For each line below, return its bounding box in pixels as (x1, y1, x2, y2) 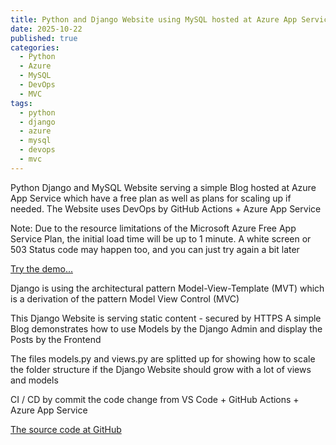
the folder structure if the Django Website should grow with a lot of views (10, 363, 312, 375)
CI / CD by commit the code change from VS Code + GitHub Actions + (10, 393, 300, 405)
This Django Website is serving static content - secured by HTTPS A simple (10, 312, 322, 324)
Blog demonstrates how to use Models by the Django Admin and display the (10, 322, 323, 335)
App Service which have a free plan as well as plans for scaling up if (10, 192, 292, 204)
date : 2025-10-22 (10, 24, 83, 34)
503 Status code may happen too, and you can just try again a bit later (10, 243, 300, 255)
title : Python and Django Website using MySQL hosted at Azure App (10, 14, 298, 25)
